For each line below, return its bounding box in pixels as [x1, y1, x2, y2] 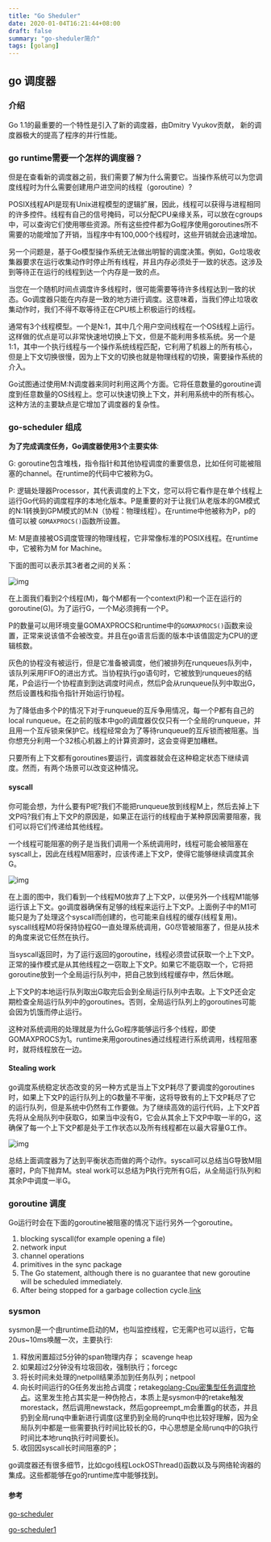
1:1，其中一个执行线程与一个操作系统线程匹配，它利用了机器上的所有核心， [8, 342, 256, 352]
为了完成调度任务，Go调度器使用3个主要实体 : [8, 441, 160, 451]
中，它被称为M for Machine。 [8, 543, 106, 554]
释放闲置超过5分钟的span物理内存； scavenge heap [19, 1352, 194, 1362]
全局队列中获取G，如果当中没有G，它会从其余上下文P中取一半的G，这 [29, 1112, 262, 1122]
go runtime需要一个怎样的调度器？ [8, 152, 144, 163]
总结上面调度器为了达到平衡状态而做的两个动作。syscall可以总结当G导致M [8, 1155, 256, 1165]
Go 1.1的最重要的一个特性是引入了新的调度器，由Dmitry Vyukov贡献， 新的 [8, 120, 255, 129]
